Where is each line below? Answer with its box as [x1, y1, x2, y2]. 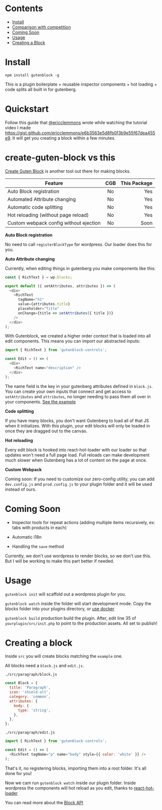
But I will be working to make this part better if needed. [5, 558, 115, 564]
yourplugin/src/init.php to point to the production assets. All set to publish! [5, 620, 158, 626]
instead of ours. [5, 486, 37, 492]
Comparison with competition [12, 24, 71, 30]
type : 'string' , [17, 708, 51, 713]
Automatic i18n [12, 534, 42, 540]
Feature [45, 179, 63, 186]
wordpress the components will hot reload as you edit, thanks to [5, 785, 133, 791]
